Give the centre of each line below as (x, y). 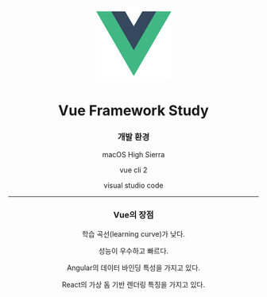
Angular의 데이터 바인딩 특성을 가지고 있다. (133, 268)
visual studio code (133, 186)
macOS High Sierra (133, 155)
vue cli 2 (133, 170)
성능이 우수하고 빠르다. (133, 251)
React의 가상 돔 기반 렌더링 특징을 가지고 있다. (133, 284)
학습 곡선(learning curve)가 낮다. (133, 233)
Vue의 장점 (133, 215)
